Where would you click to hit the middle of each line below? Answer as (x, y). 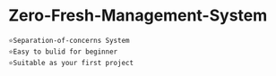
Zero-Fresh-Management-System (138, 16)
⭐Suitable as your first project (71, 63)
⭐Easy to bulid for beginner (63, 51)
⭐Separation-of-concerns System (69, 40)
